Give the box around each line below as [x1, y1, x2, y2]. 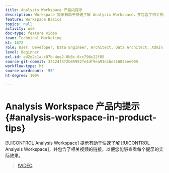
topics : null [5, 21, 33, 27]
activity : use [5, 26, 35, 31]
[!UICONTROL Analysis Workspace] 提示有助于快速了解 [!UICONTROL [5, 140, 150, 146]
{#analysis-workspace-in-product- [5, 112, 157, 124]
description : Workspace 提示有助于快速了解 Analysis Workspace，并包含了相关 [5, 12, 160, 17]
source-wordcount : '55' [5, 69, 55, 74]
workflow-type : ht [5, 64, 44, 69]
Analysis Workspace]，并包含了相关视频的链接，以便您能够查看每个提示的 [5, 146, 159, 152]
